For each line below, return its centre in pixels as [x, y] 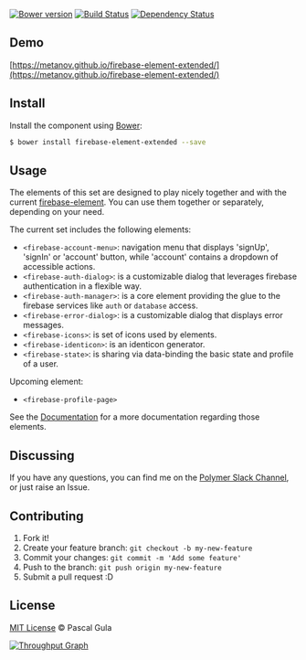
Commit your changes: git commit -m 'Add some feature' [132, 557]
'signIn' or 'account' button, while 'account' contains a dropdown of [150, 257]
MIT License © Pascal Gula [61, 627]
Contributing [47, 516]
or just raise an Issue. [50, 487]
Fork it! [36, 538]
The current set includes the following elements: [100, 229]
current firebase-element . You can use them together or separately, [137, 202]
